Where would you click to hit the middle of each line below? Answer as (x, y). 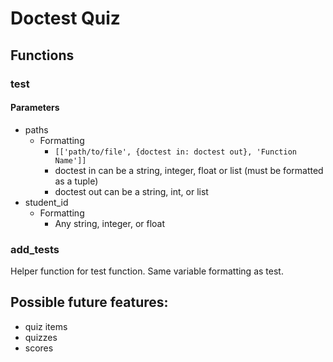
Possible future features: (89, 302)
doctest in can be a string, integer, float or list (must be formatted (189, 170)
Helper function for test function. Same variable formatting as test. (147, 271)
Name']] (70, 160)
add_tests (35, 249)
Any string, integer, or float (110, 223)
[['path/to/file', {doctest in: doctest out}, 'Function (175, 152)
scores (39, 348)
